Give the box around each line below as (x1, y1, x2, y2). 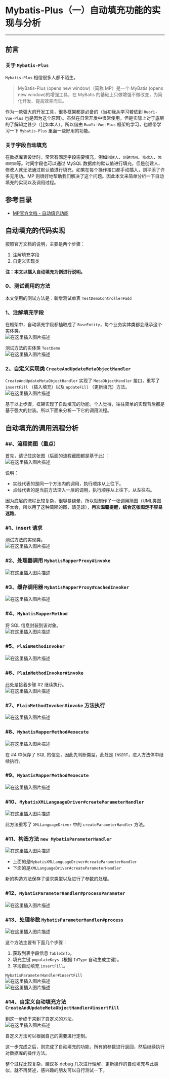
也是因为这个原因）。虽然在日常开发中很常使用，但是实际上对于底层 (24, 115, 164, 121)
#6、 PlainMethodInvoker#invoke (5, 669, 83, 676)
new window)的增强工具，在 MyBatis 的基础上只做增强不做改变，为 (17, 91, 158, 97)
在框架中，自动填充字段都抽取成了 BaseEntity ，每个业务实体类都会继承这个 (5, 322, 162, 328)
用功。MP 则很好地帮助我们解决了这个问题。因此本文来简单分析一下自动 (14, 173, 164, 179)
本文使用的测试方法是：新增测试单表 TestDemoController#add (5, 295, 132, 301)
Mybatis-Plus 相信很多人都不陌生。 (5, 74, 78, 80)
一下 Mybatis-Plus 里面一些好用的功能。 (9, 127, 93, 133)
